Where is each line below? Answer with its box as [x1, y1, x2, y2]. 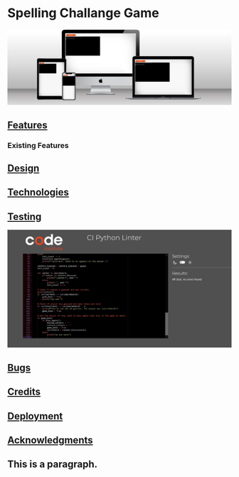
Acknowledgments [7, 434, 94, 446]
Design [7, 162, 40, 174]
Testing [7, 210, 42, 223]
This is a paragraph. [7, 459, 98, 471]
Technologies [7, 186, 70, 198]
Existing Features [7, 140, 69, 150]
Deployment [7, 410, 63, 422]
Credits [7, 386, 41, 398]
